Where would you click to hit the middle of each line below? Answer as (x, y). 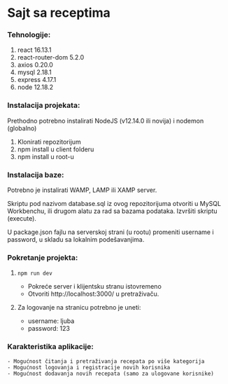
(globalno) (22, 128)
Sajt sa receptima (59, 13)
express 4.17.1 (37, 80)
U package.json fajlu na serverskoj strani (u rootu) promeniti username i (111, 232)
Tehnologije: (29, 35)
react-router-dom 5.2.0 (51, 57)
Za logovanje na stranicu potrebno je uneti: (79, 308)
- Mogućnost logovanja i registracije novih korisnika (89, 367)
